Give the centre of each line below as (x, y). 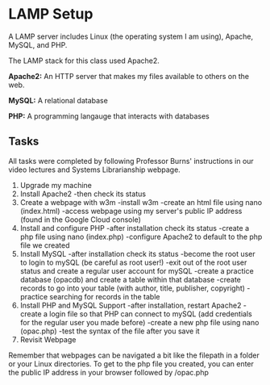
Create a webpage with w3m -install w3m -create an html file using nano (141, 202)
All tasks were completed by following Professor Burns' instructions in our (131, 161)
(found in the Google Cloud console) (80, 220)
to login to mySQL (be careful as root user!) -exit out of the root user (133, 262)
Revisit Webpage (48, 339)
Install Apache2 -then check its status (83, 194)
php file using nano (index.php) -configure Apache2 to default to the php (141, 236)
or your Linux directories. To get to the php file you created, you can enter (131, 363)
